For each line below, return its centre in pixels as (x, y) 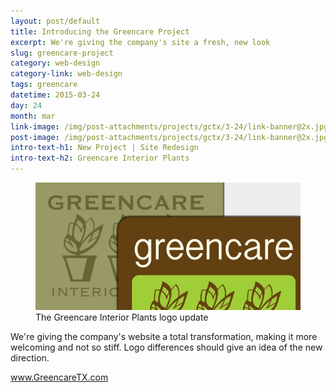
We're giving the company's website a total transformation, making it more (164, 336)
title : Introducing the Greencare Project (100, 31)
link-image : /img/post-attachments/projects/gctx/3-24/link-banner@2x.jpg (169, 126)
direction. (30, 357)
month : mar (33, 116)
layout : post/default (55, 21)
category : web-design (55, 63)
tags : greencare (44, 85)
